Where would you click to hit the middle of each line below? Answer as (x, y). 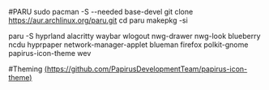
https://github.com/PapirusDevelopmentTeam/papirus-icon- (147, 69)
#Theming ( (28, 69)
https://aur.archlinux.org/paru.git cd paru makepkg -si (98, 20)
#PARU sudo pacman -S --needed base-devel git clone (101, 12)
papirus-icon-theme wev (50, 53)
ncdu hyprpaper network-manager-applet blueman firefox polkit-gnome (128, 45)
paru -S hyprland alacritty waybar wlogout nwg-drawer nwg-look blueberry (134, 36)
